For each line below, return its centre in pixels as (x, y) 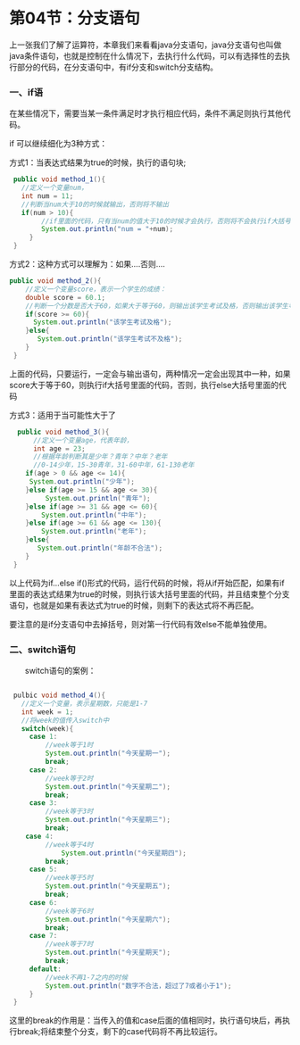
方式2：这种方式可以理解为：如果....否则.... (87, 264)
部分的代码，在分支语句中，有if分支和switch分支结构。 (117, 67)
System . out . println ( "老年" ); (94, 532)
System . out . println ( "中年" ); (94, 515)
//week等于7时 (69, 944)
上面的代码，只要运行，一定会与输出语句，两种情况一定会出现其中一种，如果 (150, 373)
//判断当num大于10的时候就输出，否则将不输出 (95, 204)
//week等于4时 (69, 844)
